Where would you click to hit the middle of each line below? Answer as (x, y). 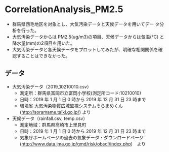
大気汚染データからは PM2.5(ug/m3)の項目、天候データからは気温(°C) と (88, 37)
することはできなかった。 (43, 56)
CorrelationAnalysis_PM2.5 (64, 9)
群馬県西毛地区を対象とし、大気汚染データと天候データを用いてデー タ (86, 24)
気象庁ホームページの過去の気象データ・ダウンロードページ (81, 137)
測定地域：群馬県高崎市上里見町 (53, 125)
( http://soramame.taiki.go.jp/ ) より (55, 112)
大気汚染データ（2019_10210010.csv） (52, 86)
